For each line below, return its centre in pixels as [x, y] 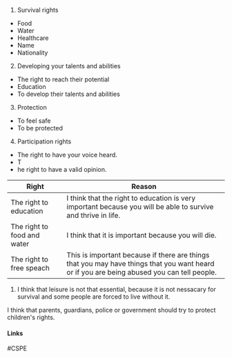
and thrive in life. [94, 215]
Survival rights [38, 10]
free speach [30, 268]
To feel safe [34, 121]
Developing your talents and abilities [69, 66]
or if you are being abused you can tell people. [142, 272]
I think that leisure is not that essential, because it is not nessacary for [116, 289]
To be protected [40, 128]
